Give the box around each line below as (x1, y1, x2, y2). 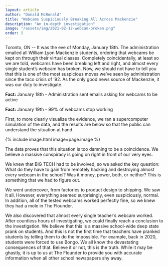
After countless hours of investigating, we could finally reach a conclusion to (5, 218, 163, 223)
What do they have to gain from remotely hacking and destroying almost (5, 166, 154, 172)
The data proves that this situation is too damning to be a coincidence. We (5, 146, 159, 152)
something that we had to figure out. (5, 177, 81, 183)
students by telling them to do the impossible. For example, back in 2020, (5, 234, 157, 239)
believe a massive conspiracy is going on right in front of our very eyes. (5, 151, 153, 157)
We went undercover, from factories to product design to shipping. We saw (5, 187, 160, 193)
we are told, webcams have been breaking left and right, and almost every (5, 61, 159, 66)
